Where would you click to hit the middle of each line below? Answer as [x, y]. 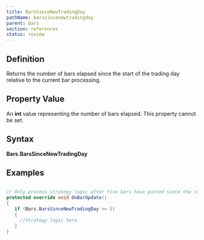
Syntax [20, 139]
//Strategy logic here [49, 220]
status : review [25, 35]
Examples [25, 172]
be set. [15, 120]
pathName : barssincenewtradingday [50, 18]
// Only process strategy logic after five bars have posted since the [99, 192]
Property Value [36, 99]
